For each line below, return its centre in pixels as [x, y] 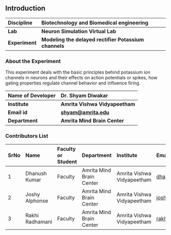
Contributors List [27, 136]
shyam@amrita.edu [85, 112]
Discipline [20, 22]
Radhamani [39, 222]
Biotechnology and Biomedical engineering [95, 22]
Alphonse [37, 201]
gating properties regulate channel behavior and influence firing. [73, 83]
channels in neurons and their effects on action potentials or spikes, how [81, 78]
